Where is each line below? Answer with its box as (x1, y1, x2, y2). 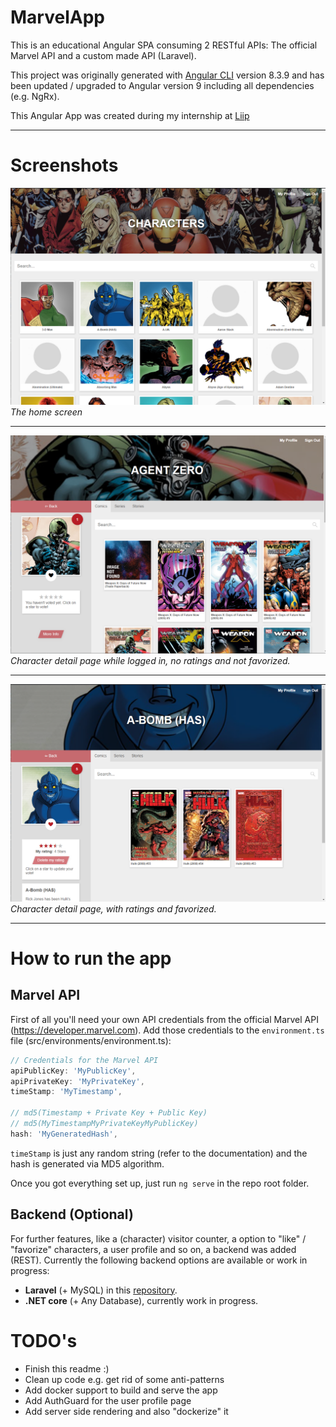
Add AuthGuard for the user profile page (24, 1394, 192, 1406)
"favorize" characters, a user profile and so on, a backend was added (10, 1243, 297, 1255)
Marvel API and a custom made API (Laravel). (10, 49, 197, 61)
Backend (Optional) (10, 1206, 134, 1223)
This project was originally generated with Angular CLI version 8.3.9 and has (10, 69, 325, 81)
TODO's (10, 1329, 78, 1352)
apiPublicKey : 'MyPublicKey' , (10, 1066, 137, 1076)
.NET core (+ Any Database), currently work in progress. (24, 1294, 259, 1306)
